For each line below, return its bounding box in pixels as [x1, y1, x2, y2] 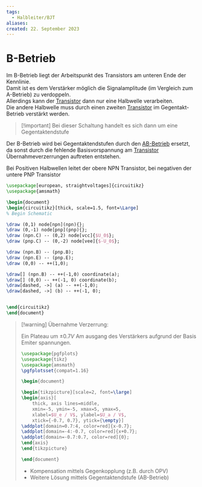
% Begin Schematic [6, 210, 52, 216]
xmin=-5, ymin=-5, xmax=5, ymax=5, [32, 406, 122, 412]
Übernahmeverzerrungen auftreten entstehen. [6, 153, 121, 160]
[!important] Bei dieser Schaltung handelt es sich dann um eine [21, 122, 178, 129]
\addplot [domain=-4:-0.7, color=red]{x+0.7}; [21, 428, 137, 435]
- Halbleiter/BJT [11, 15, 55, 21]
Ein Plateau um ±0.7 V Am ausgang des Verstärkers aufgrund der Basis [21, 332, 197, 340]
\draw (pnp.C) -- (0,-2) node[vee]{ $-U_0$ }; [6, 238, 120, 245]
